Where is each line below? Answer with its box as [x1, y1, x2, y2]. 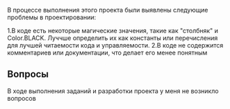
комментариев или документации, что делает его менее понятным [7, 48, 208, 57]
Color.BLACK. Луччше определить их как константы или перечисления [7, 34, 218, 42]
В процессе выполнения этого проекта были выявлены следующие [7, 6, 208, 14]
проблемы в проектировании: [7, 13, 97, 21]
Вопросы [7, 68, 49, 80]
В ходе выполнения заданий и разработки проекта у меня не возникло [7, 86, 219, 95]
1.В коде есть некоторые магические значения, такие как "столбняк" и [7, 27, 219, 34]
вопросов [7, 94, 36, 102]
